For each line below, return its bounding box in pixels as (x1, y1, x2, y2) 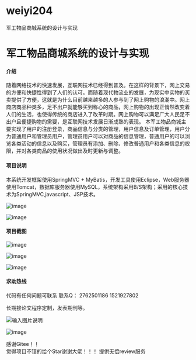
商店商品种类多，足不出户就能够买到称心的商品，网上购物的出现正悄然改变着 (6, 103, 190, 110)
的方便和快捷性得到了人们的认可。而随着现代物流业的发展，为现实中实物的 (6, 89, 185, 96)
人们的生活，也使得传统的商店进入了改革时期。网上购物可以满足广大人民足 (6, 111, 185, 118)
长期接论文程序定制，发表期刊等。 (6, 304, 88, 311)
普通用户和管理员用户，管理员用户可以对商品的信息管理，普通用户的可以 (10, 133, 185, 140)
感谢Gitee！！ (6, 340, 40, 347)
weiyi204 (6, 4, 53, 18)
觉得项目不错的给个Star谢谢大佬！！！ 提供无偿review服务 (6, 348, 146, 355)
